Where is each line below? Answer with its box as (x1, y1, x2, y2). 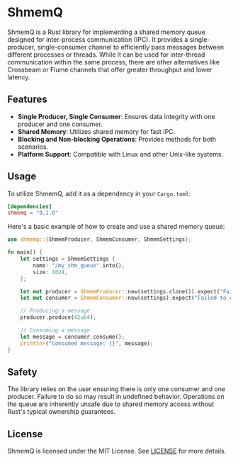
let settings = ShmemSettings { (20, 256, 115, 263)
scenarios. (17, 142, 49, 151)
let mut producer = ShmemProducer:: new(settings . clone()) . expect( (20, 288, 220, 295)
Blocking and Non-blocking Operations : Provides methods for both (17, 135, 217, 143)
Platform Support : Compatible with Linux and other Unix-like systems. (17, 150, 224, 158)
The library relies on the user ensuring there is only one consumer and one (7, 385, 225, 393)
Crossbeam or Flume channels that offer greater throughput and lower (7, 65, 212, 74)
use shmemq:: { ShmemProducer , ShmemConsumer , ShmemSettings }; (7, 236, 192, 243)
